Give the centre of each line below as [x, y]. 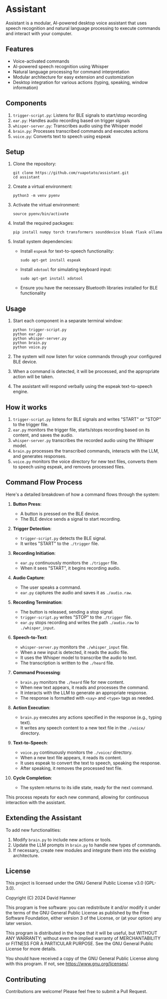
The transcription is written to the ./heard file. [67, 663]
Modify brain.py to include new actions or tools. [62, 839]
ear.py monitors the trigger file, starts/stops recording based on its [81, 430]
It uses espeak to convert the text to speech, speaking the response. [90, 763]
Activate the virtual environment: [46, 205]
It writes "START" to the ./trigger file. [59, 544]
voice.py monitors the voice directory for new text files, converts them [85, 461]
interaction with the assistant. [36, 802]
